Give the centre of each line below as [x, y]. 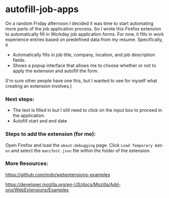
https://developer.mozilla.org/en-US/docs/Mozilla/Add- [63, 184]
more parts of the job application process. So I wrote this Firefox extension [83, 28]
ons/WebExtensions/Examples [37, 190]
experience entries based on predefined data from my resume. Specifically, [84, 39]
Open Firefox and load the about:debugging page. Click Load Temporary [79, 145]
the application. [29, 115]
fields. [19, 60]
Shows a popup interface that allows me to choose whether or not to [84, 65]
